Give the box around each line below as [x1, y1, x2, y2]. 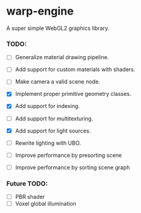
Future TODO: [6, 179, 48, 187]
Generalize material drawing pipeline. [15, 54, 109, 61]
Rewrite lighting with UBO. [15, 139, 81, 146]
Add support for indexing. [15, 103, 81, 110]
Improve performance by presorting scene [15, 151, 122, 159]
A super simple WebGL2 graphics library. [6, 24, 110, 32]
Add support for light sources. [15, 127, 91, 134]
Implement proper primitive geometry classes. [15, 90, 131, 98]
